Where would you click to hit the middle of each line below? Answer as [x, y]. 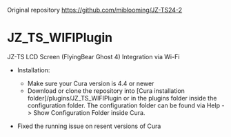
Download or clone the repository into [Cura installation [106, 91]
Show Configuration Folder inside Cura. [89, 112]
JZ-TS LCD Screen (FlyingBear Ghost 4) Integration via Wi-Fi [93, 56]
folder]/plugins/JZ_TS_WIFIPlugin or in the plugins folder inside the [122, 98]
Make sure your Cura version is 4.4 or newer [91, 83]
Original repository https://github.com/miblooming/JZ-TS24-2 [95, 10]
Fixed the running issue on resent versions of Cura [89, 126]
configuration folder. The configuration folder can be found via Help [124, 105]
